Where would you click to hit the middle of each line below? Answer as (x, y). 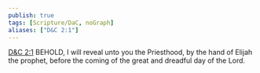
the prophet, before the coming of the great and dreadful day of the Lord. (127, 60)
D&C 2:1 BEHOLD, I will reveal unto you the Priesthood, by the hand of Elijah (130, 53)
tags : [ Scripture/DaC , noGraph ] (61, 23)
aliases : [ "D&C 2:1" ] (44, 30)
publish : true (31, 15)
